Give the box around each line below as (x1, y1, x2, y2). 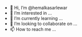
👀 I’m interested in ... (9, 10, 52, 16)
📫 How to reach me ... (9, 26, 56, 32)
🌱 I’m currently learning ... (9, 15, 63, 21)
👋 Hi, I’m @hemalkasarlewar (9, 5, 68, 10)
